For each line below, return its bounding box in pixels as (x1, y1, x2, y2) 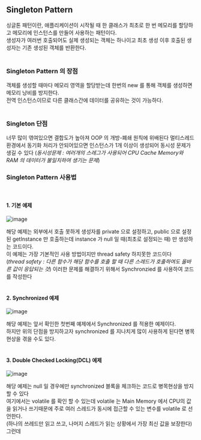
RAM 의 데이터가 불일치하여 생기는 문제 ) (6, 157, 100, 164)
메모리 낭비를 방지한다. (6, 89, 59, 97)
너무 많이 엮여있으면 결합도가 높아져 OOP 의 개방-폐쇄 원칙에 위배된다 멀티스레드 (6, 134, 195, 142)
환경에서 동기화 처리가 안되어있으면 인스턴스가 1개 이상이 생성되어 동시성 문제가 (6, 142, 191, 149)
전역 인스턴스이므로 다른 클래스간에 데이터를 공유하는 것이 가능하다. (6, 97, 163, 104)
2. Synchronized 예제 (6, 294, 59, 301)
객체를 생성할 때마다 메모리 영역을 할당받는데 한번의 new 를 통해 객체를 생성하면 (6, 82, 193, 89)
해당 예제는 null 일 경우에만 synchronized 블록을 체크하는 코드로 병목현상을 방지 (6, 382, 194, 390)
